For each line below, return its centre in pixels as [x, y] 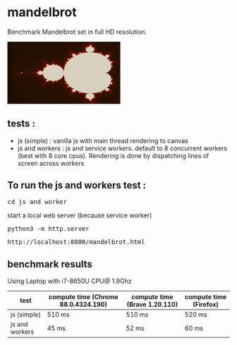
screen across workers [51, 163]
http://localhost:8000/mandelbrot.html [76, 242]
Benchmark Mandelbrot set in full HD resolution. [77, 32]
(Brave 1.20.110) [152, 304]
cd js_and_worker [37, 202]
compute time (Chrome [83, 296]
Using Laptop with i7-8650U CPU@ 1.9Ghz [69, 281]
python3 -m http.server [48, 229]
